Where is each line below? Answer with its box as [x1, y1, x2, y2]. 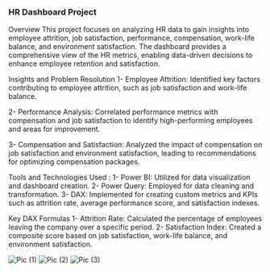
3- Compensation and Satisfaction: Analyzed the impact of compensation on [8, 140, 263, 150]
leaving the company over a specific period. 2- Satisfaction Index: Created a [8, 222, 262, 232]
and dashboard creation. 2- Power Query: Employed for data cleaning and [8, 181, 255, 191]
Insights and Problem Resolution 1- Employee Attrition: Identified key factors [8, 75, 260, 84]
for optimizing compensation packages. [8, 157, 140, 167]
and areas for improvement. [8, 124, 101, 134]
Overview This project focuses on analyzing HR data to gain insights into [8, 25, 250, 35]
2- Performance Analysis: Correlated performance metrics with [8, 107, 218, 117]
